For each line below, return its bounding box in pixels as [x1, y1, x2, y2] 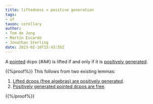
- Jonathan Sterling [5, 40, 49, 45]
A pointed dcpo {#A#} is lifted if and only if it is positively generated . [5, 58, 148, 64]
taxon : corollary [5, 21, 42, 27]
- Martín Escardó [5, 36, 42, 41]
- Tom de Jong [5, 31, 35, 36]
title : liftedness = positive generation [5, 7, 94, 13]
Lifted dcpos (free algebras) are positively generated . [12, 78, 124, 84]
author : [5, 26, 22, 31]
